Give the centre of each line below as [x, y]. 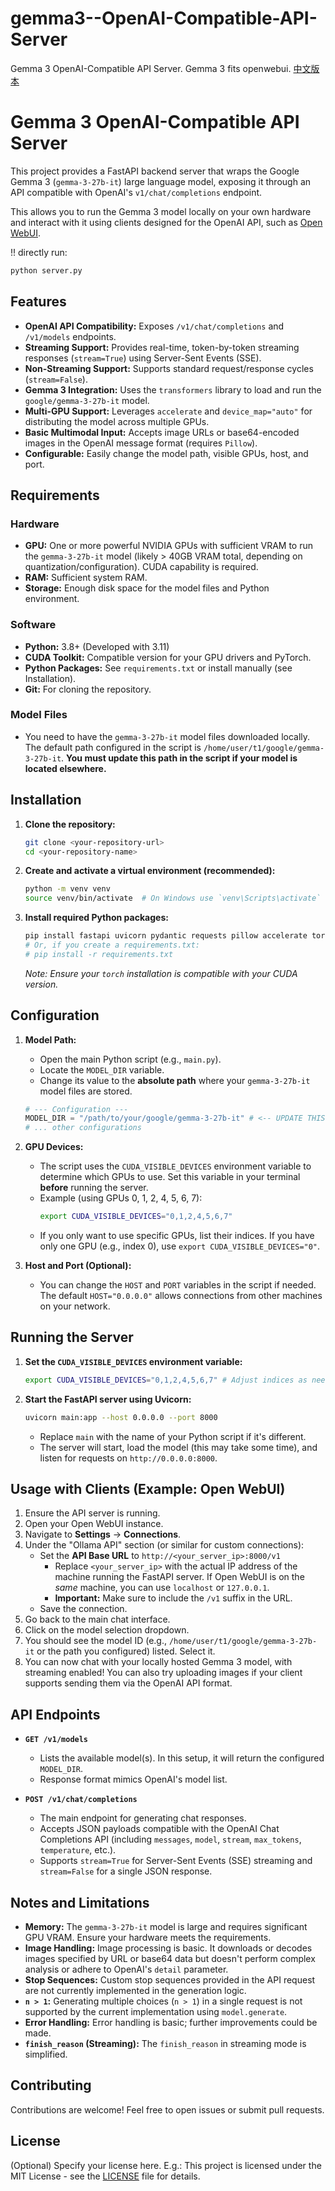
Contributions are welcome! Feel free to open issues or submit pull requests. [167, 2109]
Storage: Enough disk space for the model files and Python [147, 588]
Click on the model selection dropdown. [107, 1630]
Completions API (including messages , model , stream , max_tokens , [170, 1839]
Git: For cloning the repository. [88, 689]
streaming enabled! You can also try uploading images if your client [163, 1673]
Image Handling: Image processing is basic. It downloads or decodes [168, 1948]
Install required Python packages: [96, 918]
